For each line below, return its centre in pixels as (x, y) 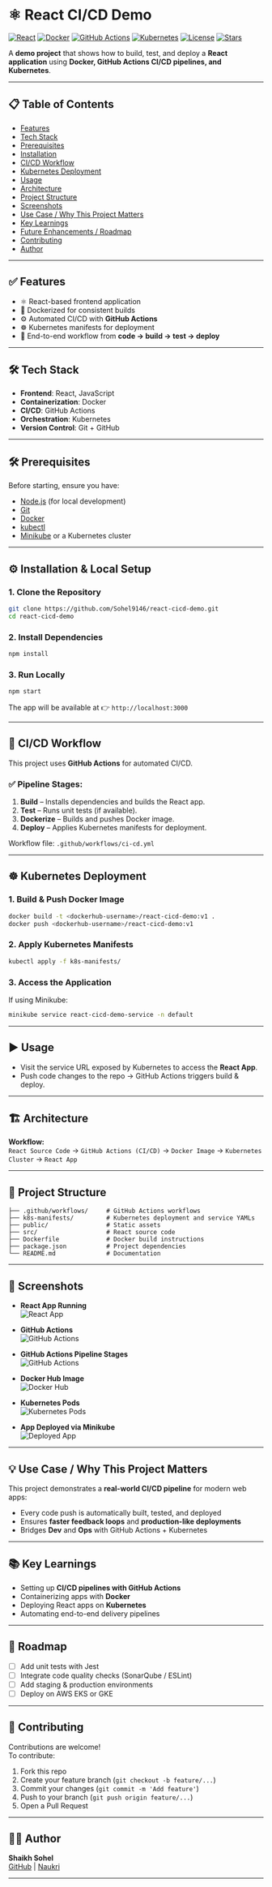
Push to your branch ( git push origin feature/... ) (106, 1797)
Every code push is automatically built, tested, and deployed (121, 1512)
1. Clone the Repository (55, 592)
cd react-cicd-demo (41, 616)
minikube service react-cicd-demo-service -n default (101, 1014)
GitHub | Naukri (34, 1867)
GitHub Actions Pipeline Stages (74, 1354)
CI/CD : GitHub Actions (57, 410)
